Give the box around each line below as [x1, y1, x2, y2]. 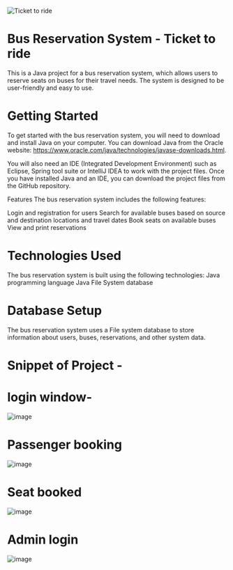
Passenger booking [7, 437, 122, 453]
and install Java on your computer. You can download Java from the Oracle [7, 138, 224, 146]
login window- [7, 390, 93, 406]
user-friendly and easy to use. [7, 84, 94, 92]
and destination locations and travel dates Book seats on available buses [7, 216, 216, 224]
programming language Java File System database [7, 278, 153, 286]
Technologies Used [7, 248, 122, 264]
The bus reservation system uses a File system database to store [7, 325, 195, 334]
